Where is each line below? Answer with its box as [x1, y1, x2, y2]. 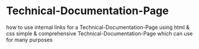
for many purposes [6, 36, 53, 43]
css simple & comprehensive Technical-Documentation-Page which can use [6, 30, 193, 37]
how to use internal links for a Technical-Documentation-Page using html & [6, 24, 190, 31]
